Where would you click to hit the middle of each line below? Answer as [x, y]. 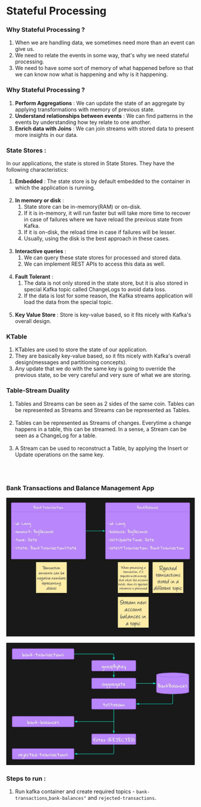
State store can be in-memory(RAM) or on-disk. [83, 207]
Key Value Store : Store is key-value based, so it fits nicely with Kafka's [103, 315]
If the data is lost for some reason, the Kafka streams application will [108, 296]
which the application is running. [55, 188]
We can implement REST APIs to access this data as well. [95, 264]
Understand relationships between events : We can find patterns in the [104, 115]
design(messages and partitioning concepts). [71, 363]
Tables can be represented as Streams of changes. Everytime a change [103, 422]
